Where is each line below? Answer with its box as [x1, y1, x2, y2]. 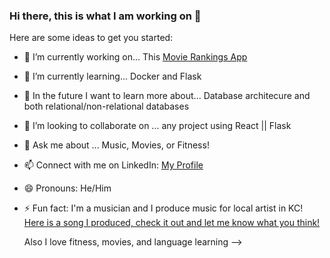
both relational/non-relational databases [23, 100, 190, 113]
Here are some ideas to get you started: [9, 32, 174, 44]
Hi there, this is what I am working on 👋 [9, 9, 202, 23]
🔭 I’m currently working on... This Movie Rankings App [23, 51, 248, 63]
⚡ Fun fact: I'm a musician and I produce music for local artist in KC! [23, 202, 304, 214]
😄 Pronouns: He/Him [23, 182, 112, 194]
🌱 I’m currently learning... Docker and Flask [23, 70, 202, 83]
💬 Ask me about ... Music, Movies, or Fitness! [23, 139, 210, 151]
